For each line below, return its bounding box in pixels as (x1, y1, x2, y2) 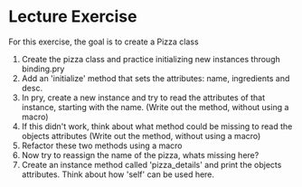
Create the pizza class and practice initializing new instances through (21, 53, 281, 64)
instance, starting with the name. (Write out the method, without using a (21, 101, 289, 112)
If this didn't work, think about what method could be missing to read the (21, 120, 293, 132)
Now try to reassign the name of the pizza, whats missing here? (21, 149, 260, 160)
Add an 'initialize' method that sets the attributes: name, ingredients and (21, 72, 290, 83)
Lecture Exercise (8, 6, 137, 27)
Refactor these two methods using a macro (21, 140, 183, 151)
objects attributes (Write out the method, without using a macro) (21, 130, 261, 141)
